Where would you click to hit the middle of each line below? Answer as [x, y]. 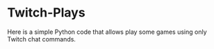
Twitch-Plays [46, 13]
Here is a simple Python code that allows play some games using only [107, 32]
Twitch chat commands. [42, 39]
